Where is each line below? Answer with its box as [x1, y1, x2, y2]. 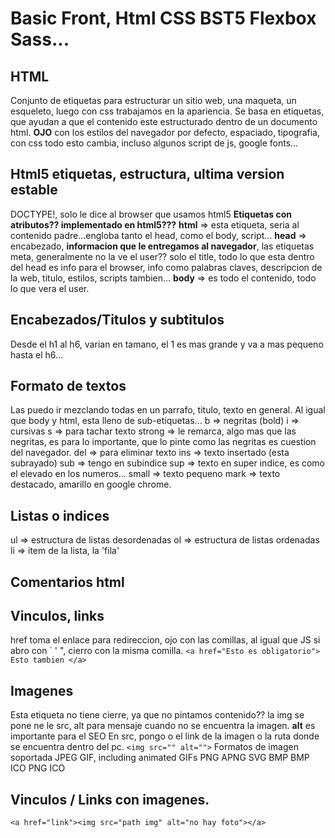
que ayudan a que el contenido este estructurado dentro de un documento [10, 116, 318, 127]
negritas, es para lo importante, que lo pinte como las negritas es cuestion [10, 436, 317, 448]
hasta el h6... [10, 348, 64, 361]
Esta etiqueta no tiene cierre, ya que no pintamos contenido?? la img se [10, 709, 305, 721]
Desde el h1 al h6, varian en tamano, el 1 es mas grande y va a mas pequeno [10, 338, 324, 350]
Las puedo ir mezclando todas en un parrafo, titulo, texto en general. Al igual [10, 404, 326, 416]
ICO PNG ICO [10, 762, 66, 774]
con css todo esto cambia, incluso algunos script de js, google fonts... [10, 137, 299, 149]
